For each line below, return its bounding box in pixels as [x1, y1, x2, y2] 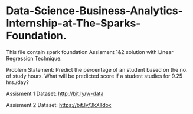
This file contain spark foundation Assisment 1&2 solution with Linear [6, 48, 174, 55]
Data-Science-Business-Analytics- [6, 4, 183, 18]
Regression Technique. [6, 55, 62, 62]
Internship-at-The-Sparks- [6, 16, 141, 30]
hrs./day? [6, 78, 30, 86]
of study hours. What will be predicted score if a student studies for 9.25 [6, 72, 183, 79]
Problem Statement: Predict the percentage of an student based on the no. [6, 66, 188, 73]
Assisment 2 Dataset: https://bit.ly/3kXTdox [6, 101, 112, 108]
